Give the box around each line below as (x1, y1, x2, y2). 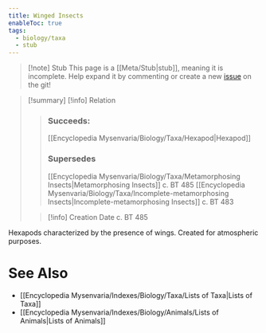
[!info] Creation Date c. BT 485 (47, 212, 149, 221)
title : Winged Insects (8, 11, 84, 20)
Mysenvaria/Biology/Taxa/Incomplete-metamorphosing (47, 188, 229, 198)
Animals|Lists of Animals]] (19, 315, 106, 325)
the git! (27, 80, 52, 90)
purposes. (8, 236, 42, 245)
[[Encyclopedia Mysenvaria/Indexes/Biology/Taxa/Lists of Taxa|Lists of (19, 290, 253, 300)
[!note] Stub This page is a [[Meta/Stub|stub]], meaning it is (27, 63, 224, 72)
